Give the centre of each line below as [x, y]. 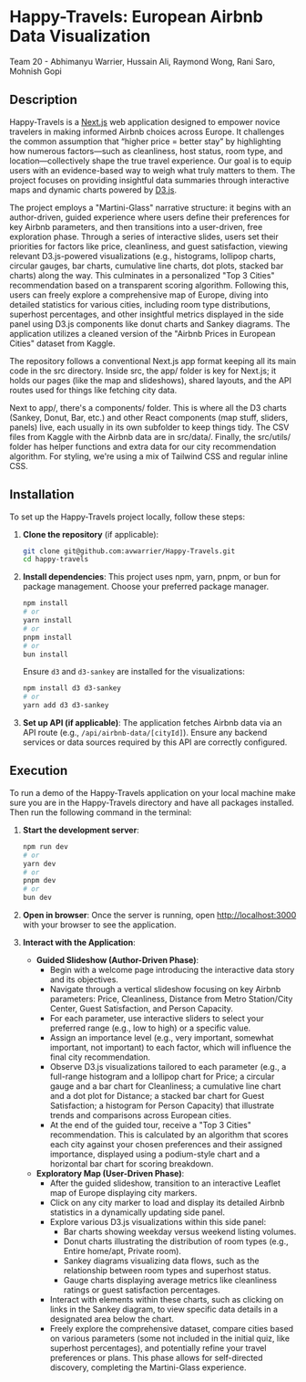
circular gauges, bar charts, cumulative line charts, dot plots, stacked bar [147, 266]
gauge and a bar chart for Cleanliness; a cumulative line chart [165, 1086]
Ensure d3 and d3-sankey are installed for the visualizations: [134, 672]
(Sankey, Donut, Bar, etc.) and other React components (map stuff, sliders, [149, 417]
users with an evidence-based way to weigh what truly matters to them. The [153, 170]
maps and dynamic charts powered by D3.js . [93, 190]
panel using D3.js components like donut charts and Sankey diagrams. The [150, 324]
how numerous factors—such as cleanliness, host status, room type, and [146, 151]
